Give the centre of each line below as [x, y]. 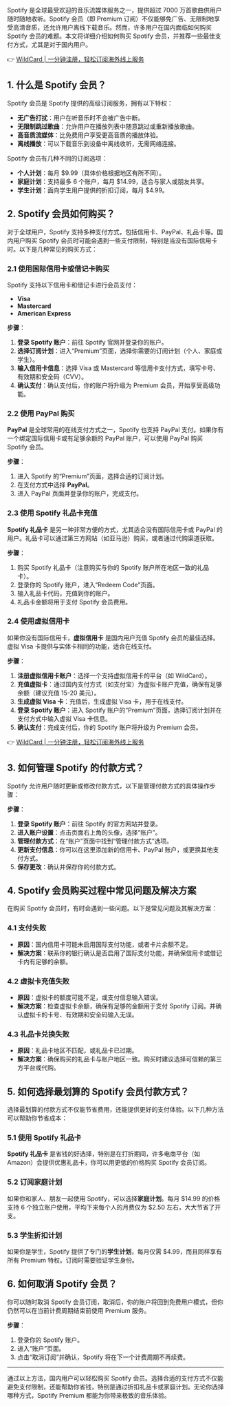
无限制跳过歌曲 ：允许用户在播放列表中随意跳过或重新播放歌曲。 [107, 126]
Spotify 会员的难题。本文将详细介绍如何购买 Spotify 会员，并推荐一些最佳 [111, 36]
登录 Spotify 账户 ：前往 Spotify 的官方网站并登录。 [89, 824]
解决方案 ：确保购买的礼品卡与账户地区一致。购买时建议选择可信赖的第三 [119, 1059]
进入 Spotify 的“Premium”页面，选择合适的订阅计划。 [92, 476]
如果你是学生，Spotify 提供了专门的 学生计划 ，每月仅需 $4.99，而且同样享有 [114, 1252]
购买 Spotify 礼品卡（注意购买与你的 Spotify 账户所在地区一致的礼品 [113, 567]
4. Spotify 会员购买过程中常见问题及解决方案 [102, 891]
